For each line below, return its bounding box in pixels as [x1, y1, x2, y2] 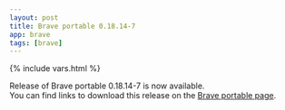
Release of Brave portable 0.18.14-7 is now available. [9, 80, 205, 91]
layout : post [9, 13, 59, 23]
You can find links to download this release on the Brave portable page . [9, 90, 277, 101]
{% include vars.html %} [9, 63, 102, 74]
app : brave [9, 30, 51, 39]
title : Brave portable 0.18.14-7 [9, 22, 136, 31]
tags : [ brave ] [9, 38, 64, 48]
